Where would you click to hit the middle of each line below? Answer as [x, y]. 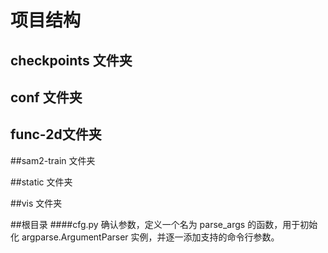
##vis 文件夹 [36, 203]
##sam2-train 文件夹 [53, 160]
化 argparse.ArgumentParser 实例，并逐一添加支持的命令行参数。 [145, 237]
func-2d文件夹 [56, 134]
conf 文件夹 [46, 97]
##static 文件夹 [41, 182]
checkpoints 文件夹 [71, 60]
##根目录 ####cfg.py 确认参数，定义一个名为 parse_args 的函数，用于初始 [164, 224]
